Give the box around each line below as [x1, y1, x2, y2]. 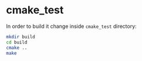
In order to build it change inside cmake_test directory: [6, 23, 137, 30]
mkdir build [6, 34, 35, 40]
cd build [6, 39, 28, 45]
